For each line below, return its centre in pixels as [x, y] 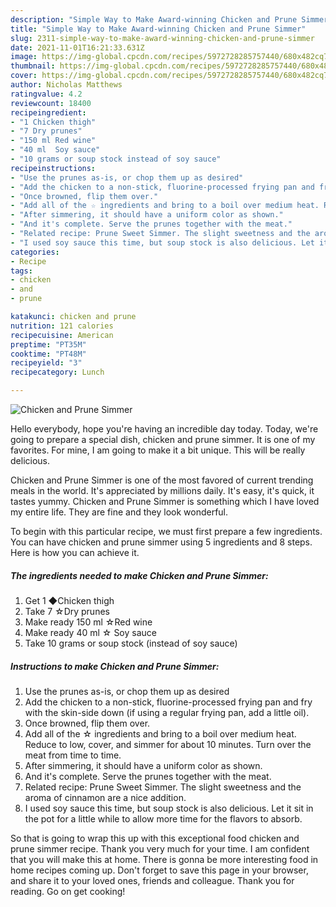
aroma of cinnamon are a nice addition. [105, 797]
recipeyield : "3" [46, 363]
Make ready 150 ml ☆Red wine [88, 622]
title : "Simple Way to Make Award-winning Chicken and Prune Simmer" [158, 29]
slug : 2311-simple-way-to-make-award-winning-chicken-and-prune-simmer [162, 38]
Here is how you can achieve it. [75, 552]
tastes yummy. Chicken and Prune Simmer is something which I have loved [165, 501]
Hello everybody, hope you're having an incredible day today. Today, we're [164, 429]
